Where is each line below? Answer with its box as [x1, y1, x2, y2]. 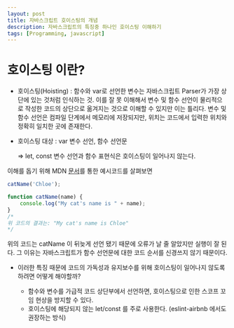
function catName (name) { [7, 194, 83, 201]
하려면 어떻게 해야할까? [17, 272, 81, 281]
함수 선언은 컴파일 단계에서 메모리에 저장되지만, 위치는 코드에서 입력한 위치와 [17, 113, 228, 122]
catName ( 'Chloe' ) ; [7, 181, 61, 188]
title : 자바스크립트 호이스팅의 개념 [7, 17, 98, 24]
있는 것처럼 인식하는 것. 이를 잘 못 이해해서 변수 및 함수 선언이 [30, 96, 198, 104]
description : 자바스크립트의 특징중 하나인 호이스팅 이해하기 [7, 23, 162, 30]
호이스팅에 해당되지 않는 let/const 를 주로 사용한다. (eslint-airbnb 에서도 [27, 305, 227, 313]
